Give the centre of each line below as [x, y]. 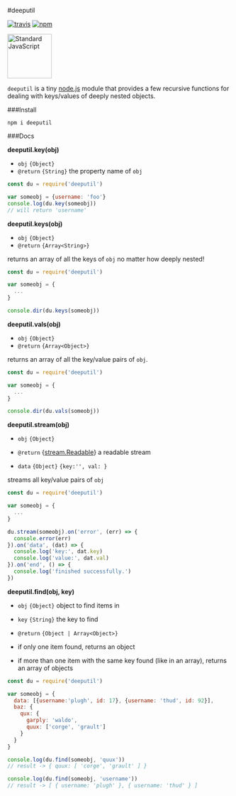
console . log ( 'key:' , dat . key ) [58, 552]
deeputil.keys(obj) [35, 224]
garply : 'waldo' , [52, 721]
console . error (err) [43, 538]
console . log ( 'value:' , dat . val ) [62, 558]
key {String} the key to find [58, 619]
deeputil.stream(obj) [38, 425]
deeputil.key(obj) [33, 150]
